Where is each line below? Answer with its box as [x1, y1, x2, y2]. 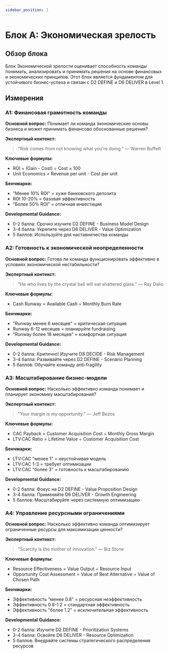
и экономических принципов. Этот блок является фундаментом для [5, 74, 153, 80]
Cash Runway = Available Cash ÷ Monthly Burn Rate [12, 301, 122, 307]
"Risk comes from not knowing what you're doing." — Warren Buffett [17, 146, 161, 152]
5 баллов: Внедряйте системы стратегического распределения [12, 638, 151, 644]
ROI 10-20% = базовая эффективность [12, 196, 96, 202]
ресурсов [12, 643, 34, 649]
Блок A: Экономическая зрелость [5, 29, 156, 41]
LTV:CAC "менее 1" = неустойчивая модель [12, 455, 106, 462]
